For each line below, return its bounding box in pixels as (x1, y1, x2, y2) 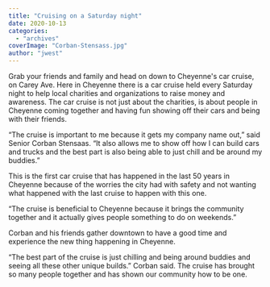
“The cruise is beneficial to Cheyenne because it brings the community (8, 204, 244, 214)
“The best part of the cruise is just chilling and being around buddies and (8, 252, 251, 262)
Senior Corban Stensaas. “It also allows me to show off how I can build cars (8, 139, 260, 148)
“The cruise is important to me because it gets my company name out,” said (8, 130, 260, 139)
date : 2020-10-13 (8, 19, 67, 27)
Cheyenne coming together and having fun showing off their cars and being (8, 106, 260, 115)
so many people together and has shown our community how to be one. (8, 269, 247, 279)
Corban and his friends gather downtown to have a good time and (8, 228, 227, 238)
